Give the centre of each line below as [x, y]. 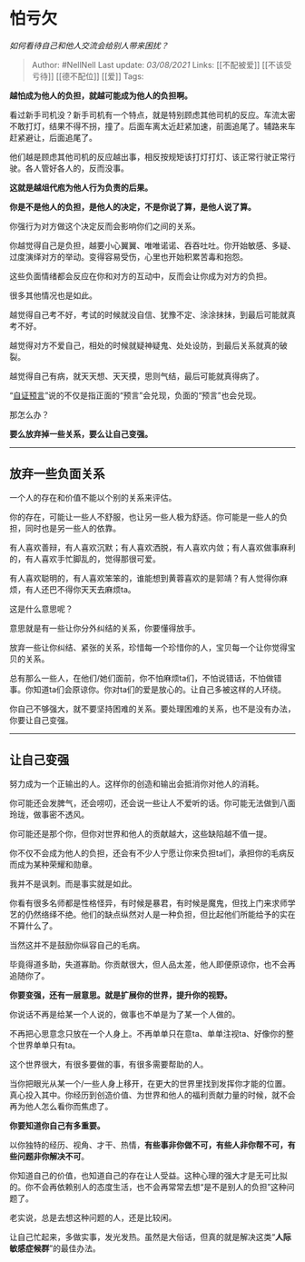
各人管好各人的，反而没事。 [77, 168]
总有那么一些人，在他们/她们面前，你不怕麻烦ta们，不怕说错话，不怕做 [142, 678]
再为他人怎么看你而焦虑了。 [61, 1106]
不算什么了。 [33, 925]
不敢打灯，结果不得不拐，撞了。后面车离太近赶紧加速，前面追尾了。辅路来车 [152, 126]
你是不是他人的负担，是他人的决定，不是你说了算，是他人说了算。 [133, 206]
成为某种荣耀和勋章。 [57, 864]
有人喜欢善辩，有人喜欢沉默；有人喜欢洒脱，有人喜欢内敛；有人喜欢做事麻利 [152, 547]
